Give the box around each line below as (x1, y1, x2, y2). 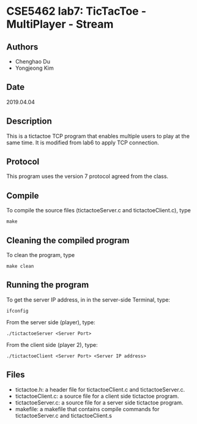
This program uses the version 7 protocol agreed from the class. (6, 173, 169, 180)
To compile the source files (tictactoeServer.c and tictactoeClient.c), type (6, 207, 191, 214)
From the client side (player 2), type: (6, 341, 98, 348)
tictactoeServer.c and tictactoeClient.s (15, 412, 112, 419)
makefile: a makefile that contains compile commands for (15, 405, 160, 412)
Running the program (6, 280, 89, 290)
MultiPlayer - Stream (6, 17, 114, 31)
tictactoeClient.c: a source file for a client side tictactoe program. (15, 392, 179, 400)
